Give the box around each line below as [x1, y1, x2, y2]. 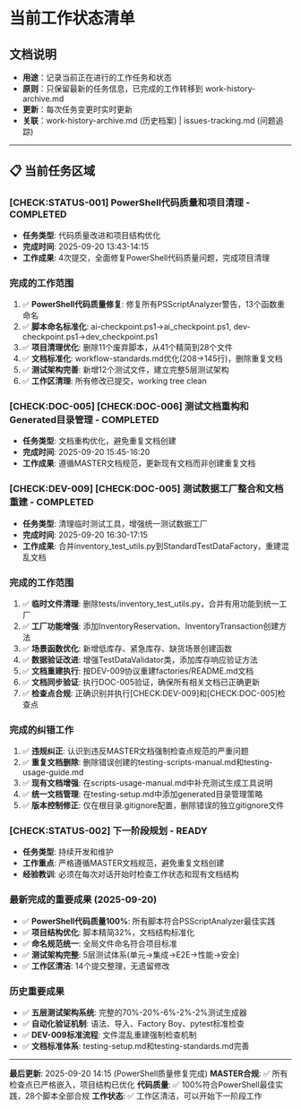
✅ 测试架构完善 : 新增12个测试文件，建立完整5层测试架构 [21, 364, 230, 374]
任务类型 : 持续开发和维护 [21, 847, 114, 857]
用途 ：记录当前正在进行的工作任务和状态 [21, 73, 172, 82]
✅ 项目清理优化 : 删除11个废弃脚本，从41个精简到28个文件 [21, 341, 233, 352]
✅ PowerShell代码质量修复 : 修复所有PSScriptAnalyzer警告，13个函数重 [21, 298, 285, 309]
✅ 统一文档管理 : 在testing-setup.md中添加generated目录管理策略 [21, 789, 263, 800]
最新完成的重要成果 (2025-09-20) [9, 893, 158, 906]
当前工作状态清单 [9, 8, 136, 29]
